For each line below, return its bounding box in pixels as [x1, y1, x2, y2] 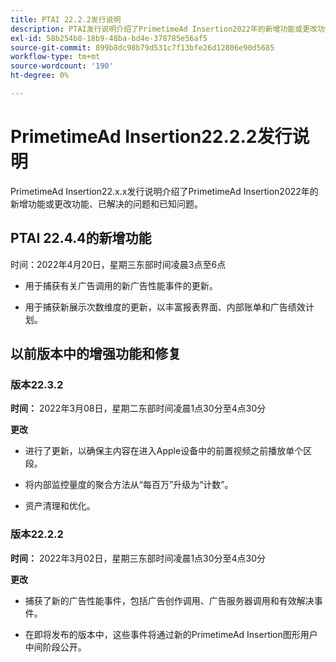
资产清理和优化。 [24, 500, 96, 512]
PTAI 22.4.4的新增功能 [10, 230, 152, 247]
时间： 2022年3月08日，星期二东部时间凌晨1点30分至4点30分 [10, 402, 267, 415]
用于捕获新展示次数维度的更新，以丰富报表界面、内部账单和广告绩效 [24, 301, 306, 313]
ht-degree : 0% [10, 71, 70, 81]
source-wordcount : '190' [10, 61, 114, 71]
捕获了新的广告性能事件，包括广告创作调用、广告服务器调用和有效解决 [24, 594, 315, 606]
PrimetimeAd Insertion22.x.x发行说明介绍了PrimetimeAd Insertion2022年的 [10, 185, 319, 197]
